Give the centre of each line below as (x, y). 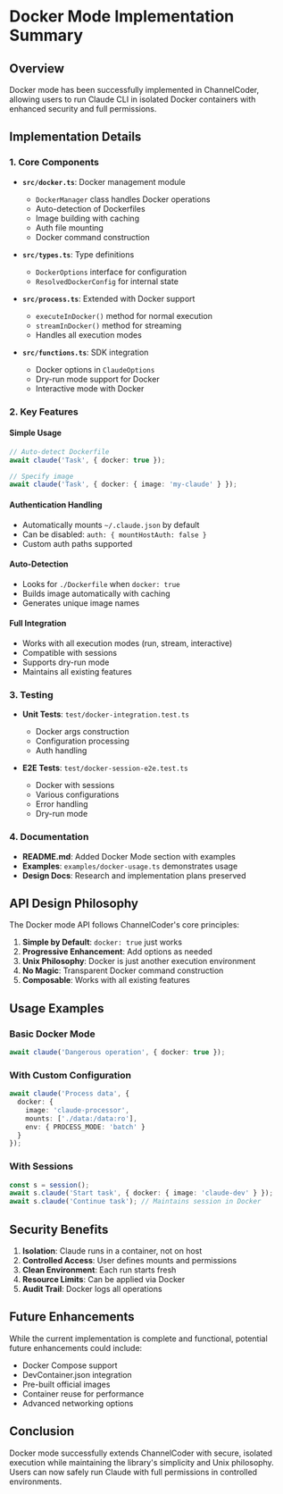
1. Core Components (54, 163)
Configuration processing (82, 741)
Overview (37, 68)
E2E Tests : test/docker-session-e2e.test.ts (105, 768)
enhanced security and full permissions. (83, 109)
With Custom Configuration (71, 1075)
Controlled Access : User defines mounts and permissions (129, 1261)
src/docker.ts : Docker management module (104, 181)
